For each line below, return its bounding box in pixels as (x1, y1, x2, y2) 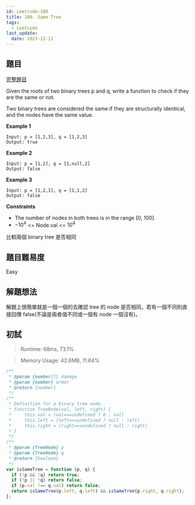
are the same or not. (6, 93, 55, 100)
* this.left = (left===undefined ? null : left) (8, 417, 141, 423)
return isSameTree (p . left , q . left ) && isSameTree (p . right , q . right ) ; (11, 488, 185, 494)
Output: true (6, 139, 38, 145)
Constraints (6, 203, 36, 210)
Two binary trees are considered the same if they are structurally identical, (6, 105, 186, 112)
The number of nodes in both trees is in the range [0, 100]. (14, 214, 156, 221)
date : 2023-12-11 (11, 36, 54, 42)
